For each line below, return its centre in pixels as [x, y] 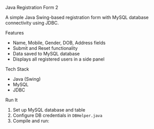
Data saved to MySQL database [46, 54]
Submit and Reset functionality [45, 48]
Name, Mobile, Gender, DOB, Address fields [59, 43]
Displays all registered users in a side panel [59, 59]
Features [15, 33]
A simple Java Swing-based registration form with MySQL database [77, 17]
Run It [12, 100]
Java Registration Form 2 [32, 7]
